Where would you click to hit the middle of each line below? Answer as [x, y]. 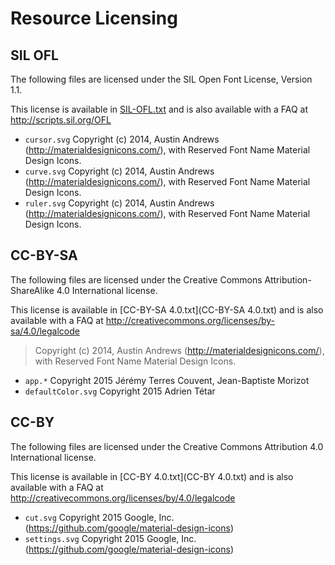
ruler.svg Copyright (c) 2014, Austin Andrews [119, 203]
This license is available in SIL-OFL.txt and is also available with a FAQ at [159, 109]
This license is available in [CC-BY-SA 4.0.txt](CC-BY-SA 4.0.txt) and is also [167, 309]
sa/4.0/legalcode [45, 331]
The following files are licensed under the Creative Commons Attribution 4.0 [167, 446]
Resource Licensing [94, 18]
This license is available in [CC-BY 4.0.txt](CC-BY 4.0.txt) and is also [152, 476]
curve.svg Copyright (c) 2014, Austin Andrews [119, 171]
